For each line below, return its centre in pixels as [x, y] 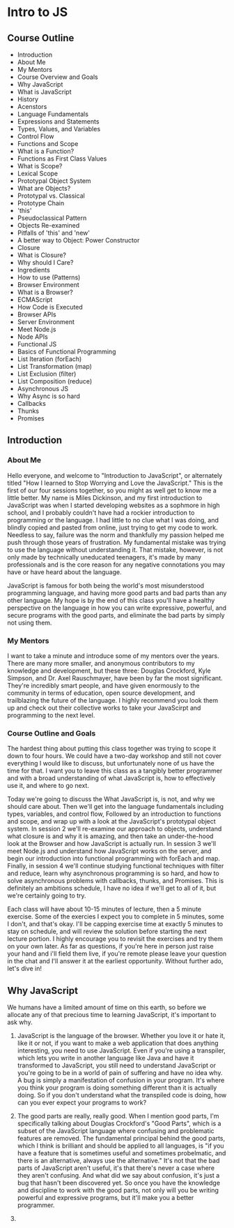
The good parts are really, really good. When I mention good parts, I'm [118, 1116]
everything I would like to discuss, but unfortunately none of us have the [111, 763]
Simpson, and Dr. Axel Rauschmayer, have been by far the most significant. [115, 678]
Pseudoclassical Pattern [52, 218]
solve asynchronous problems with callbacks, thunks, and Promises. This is [116, 881]
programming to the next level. [51, 715]
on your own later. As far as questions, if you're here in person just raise [110, 946]
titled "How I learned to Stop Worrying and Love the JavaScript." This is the [115, 483]
